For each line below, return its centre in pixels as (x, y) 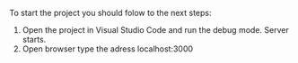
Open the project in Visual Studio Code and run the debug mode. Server (155, 30)
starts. (34, 39)
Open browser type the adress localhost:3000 (108, 49)
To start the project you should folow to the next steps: (111, 13)
